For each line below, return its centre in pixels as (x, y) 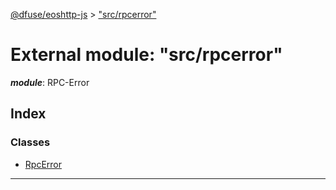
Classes (30, 142)
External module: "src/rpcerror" (146, 55)
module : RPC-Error (50, 82)
